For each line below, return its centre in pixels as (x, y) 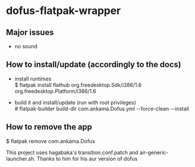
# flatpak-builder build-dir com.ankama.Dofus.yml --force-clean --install (102, 109)
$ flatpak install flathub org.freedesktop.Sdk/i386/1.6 (78, 85)
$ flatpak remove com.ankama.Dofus (51, 141)
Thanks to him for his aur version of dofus (87, 158)
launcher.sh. (21, 158)
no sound (26, 46)
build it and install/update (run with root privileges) (75, 102)
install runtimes (33, 79)
